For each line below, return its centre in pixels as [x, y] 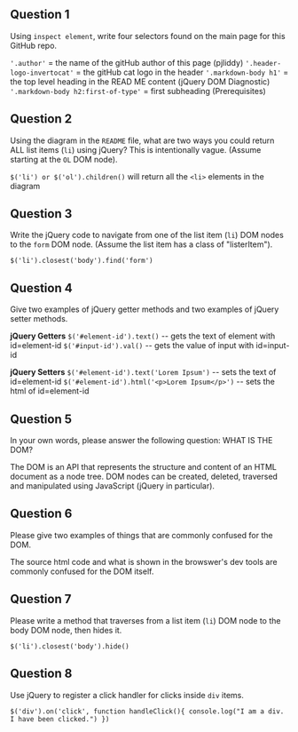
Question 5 [41, 419]
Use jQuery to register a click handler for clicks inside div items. [127, 695]
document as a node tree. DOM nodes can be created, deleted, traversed [144, 477]
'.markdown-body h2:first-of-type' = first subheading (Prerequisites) [138, 91]
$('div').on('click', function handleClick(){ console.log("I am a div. [147, 711]
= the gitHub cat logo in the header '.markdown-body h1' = [182, 72]
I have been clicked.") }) [60, 719]
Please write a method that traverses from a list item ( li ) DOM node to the [145, 620]
